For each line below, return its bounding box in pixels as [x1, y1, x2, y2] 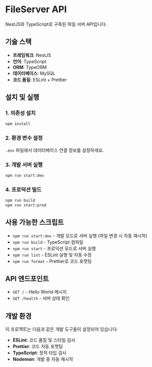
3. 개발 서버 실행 [5, 161, 43, 168]
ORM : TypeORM [12, 64, 47, 70]
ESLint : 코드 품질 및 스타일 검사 [12, 337, 75, 343]
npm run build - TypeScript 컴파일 [12, 239, 84, 245]
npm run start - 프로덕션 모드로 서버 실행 [12, 245, 96, 251]
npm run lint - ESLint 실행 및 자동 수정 [12, 252, 92, 258]
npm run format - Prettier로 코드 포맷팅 [12, 258, 92, 264]
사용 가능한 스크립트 [5, 218, 64, 227]
